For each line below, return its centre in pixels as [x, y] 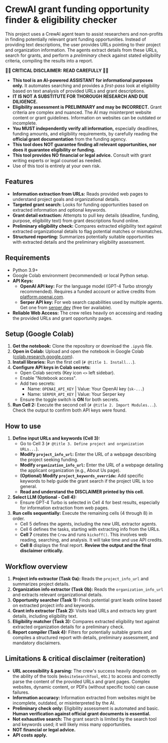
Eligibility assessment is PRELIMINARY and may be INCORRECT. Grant [87, 107]
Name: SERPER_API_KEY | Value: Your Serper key [76, 394]
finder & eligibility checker [61, 20]
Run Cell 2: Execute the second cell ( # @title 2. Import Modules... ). [85, 405]
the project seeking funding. [49, 460]
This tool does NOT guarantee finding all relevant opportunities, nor [85, 144]
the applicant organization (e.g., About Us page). [70, 470]
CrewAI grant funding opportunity [77, 9]
